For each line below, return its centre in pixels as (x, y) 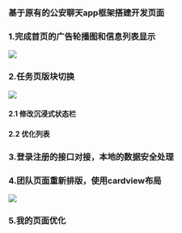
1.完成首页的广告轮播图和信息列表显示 (82, 36)
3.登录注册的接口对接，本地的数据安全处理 (91, 157)
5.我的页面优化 (37, 220)
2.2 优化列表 (29, 133)
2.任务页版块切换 (42, 77)
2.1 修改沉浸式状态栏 (42, 114)
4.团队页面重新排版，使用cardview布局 (85, 180)
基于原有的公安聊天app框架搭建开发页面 (87, 12)
